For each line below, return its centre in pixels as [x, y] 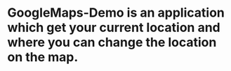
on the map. [43, 57]
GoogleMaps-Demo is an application [116, 13]
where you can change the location [112, 42]
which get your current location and [114, 27]
